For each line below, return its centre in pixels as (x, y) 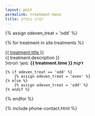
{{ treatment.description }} (32, 58)
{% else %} (16, 81)
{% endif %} (17, 90)
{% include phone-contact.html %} (41, 109)
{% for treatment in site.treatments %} (44, 43)
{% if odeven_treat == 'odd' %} (39, 72)
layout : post (19, 10)
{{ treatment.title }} (24, 52)
